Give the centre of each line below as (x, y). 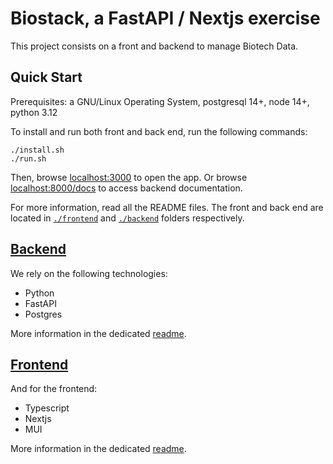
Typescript (47, 408)
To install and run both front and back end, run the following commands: (159, 131)
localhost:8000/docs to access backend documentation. (126, 188)
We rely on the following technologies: (89, 273)
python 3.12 (34, 112)
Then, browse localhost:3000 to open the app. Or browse (129, 177)
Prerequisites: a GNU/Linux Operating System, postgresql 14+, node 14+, (160, 101)
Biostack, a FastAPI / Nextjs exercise (165, 18)
